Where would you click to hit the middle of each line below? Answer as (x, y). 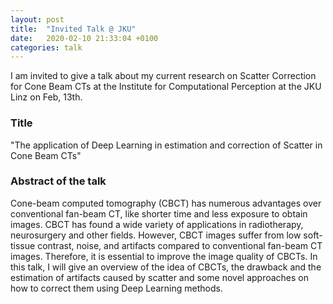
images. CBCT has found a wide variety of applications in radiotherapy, (157, 224)
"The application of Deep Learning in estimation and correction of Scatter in (166, 145)
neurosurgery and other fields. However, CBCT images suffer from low (156, 235)
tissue (23, 245)
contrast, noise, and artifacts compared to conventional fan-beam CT (180, 245)
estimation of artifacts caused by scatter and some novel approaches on (160, 277)
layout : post (37, 19)
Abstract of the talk (58, 181)
